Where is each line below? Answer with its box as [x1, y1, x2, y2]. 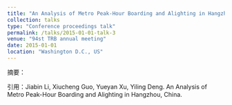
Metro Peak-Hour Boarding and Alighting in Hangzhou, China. [7, 90, 183, 98]
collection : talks [7, 16, 60, 23]
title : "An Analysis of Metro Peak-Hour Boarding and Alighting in [7, 10, 206, 17]
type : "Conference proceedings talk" [7, 23, 116, 30]
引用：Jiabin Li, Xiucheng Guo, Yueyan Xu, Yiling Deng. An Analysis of [7, 82, 207, 91]
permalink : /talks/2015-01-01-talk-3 [7, 29, 116, 36]
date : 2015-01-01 [7, 42, 57, 49]
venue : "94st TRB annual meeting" [7, 36, 107, 43]
